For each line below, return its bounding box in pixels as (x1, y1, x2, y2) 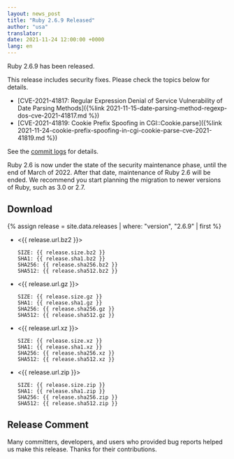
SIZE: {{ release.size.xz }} (17, 337, 103, 344)
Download (7, 204, 52, 216)
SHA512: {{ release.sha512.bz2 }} (17, 267, 118, 274)
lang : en (7, 43, 33, 50)
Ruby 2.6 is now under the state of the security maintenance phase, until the (7, 161, 227, 169)
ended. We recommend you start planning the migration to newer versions (7, 176, 221, 184)
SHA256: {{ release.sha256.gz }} (17, 305, 115, 312)
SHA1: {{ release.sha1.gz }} (17, 299, 103, 306)
